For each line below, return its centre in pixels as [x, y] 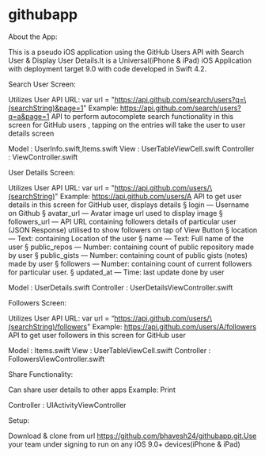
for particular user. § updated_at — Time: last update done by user [116, 272]
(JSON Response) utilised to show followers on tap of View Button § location [133, 230]
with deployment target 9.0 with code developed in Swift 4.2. [108, 68]
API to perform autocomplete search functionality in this [142, 116]
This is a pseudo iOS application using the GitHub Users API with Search [126, 52]
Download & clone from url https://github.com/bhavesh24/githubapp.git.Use [132, 436]
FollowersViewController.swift [57, 359]
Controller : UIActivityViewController [67, 405]
